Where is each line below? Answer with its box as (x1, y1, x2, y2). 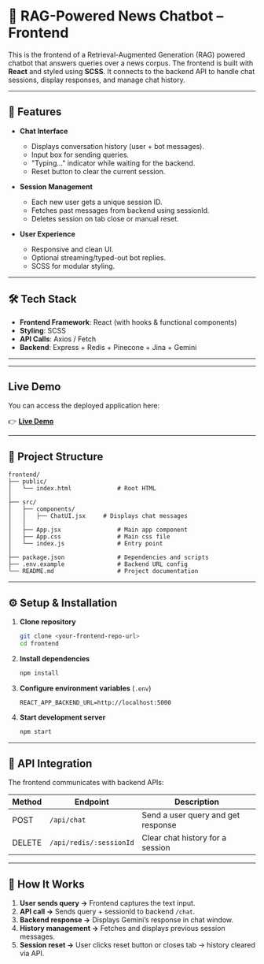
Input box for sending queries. (31, 150, 130, 159)
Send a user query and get (141, 810, 240, 821)
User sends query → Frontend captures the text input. (19, 899, 196, 908)
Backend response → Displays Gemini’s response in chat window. (19, 915, 234, 925)
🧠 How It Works (8, 877, 85, 891)
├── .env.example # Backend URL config (8, 560, 189, 568)
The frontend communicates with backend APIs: (8, 778, 164, 787)
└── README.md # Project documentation (8, 568, 199, 575)
